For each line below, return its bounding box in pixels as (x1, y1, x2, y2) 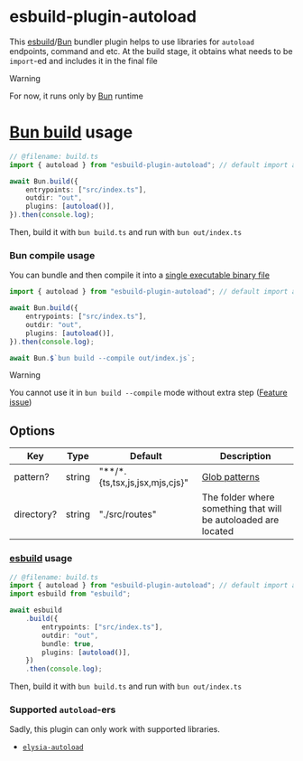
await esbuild (9, 606, 63, 615)
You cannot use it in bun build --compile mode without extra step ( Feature (9, 387, 288, 399)
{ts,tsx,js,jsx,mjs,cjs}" (98, 476, 189, 489)
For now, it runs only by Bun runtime (9, 90, 144, 101)
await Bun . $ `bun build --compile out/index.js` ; (9, 353, 196, 362)
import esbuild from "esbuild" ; (9, 589, 131, 598)
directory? (14, 508, 58, 521)
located (201, 525, 234, 538)
